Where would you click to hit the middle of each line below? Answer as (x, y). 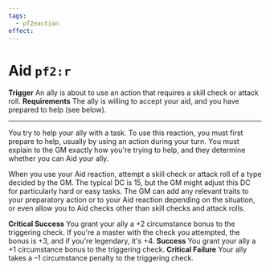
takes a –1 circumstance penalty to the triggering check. (101, 258)
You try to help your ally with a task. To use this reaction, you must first (126, 133)
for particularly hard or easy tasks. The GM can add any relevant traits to (129, 191)
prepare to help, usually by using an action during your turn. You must (124, 142)
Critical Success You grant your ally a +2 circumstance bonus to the (122, 224)
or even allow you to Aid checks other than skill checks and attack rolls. (127, 208)
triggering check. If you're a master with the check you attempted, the (124, 232)
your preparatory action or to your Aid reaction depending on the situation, (132, 200)
